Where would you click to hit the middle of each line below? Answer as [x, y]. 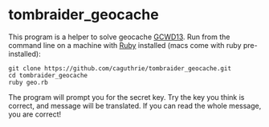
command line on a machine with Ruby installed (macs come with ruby [125, 45]
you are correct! [35, 114]
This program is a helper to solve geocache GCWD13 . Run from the [119, 37]
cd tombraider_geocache [48, 75]
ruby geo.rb [28, 82]
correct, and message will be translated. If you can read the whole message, [135, 105]
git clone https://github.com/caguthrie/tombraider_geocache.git [120, 68]
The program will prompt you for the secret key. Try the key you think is [126, 97]
